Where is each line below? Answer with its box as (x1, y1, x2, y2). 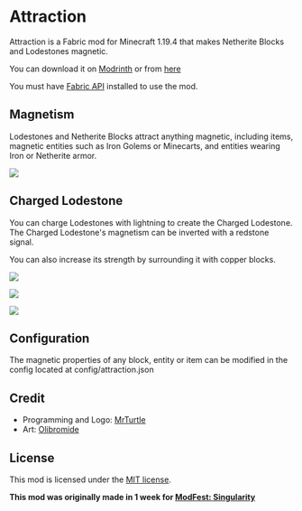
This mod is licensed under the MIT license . (9, 474, 171, 485)
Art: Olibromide (22, 424, 79, 435)
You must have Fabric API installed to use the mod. (9, 80, 198, 91)
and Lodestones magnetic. (9, 45, 108, 56)
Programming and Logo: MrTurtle (22, 414, 146, 425)
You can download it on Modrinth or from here (9, 63, 182, 74)
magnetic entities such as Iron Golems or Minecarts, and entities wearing (9, 140, 281, 151)
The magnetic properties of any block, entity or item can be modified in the (9, 355, 288, 366)
